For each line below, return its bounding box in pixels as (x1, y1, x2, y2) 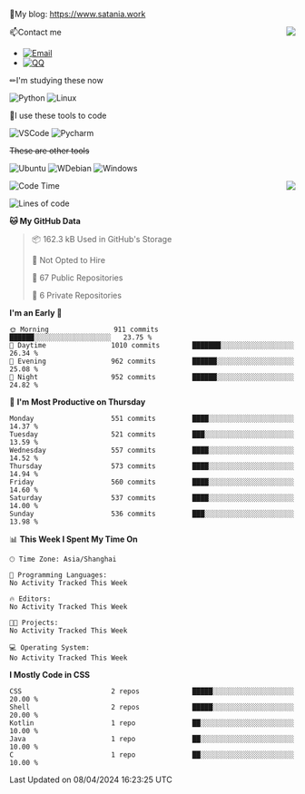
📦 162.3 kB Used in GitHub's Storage (31, 234, 172, 244)
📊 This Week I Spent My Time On (9, 534, 138, 544)
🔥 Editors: (9, 594, 52, 603)
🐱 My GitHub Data (9, 216, 82, 226)
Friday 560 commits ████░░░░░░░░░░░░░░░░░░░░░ (9, 477, 295, 486)
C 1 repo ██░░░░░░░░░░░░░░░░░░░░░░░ (9, 750, 295, 760)
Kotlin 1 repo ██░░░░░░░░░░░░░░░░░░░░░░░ (9, 719, 295, 728)
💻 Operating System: (9, 643, 91, 652)
